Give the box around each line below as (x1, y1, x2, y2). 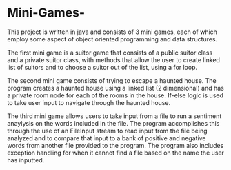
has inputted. (7, 155, 45, 164)
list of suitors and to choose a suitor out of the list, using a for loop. (7, 63, 198, 71)
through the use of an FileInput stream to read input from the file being (7, 126, 208, 135)
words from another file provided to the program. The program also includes (7, 141, 224, 149)
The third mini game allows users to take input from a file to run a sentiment (7, 112, 222, 120)
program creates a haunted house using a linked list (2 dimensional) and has (7, 84, 224, 92)
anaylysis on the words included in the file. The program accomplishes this (7, 119, 220, 127)
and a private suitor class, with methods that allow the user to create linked (7, 55, 221, 64)
